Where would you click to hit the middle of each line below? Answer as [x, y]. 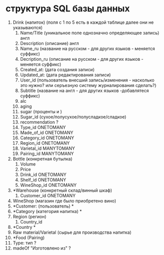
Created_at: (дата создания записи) [57, 69]
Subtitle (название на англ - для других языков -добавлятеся [84, 90]
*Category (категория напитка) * [47, 211]
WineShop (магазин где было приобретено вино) [64, 201]
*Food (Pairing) [29, 237]
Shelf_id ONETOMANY [43, 180]
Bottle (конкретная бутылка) [42, 159]
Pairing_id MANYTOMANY [47, 153]
